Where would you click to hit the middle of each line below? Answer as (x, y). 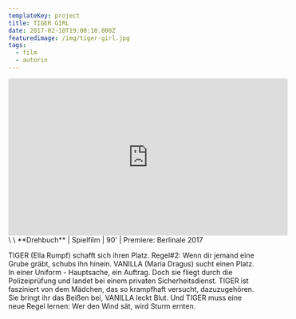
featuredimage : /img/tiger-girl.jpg (69, 38)
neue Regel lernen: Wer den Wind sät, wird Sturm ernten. (102, 306)
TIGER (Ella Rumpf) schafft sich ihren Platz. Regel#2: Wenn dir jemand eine (131, 255)
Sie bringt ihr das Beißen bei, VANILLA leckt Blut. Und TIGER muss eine (125, 297)
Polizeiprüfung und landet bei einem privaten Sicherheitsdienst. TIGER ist (128, 281)
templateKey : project (44, 16)
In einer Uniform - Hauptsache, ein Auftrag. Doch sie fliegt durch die (120, 272)
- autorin (32, 61)
